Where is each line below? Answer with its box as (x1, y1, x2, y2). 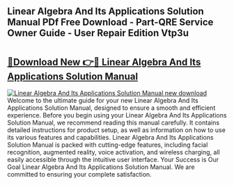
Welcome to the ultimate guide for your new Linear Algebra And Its (7, 97, 198, 104)
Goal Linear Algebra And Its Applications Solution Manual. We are (7, 163, 195, 171)
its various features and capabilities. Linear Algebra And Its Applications (7, 134, 214, 141)
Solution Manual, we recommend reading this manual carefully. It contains (7, 118, 220, 127)
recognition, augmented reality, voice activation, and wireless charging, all (7, 148, 221, 156)
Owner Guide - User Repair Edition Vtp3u (7, 27, 189, 39)
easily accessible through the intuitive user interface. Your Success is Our (7, 156, 219, 163)
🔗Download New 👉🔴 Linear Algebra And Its (7, 56, 201, 68)
